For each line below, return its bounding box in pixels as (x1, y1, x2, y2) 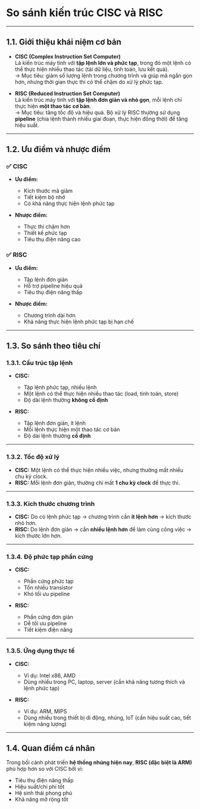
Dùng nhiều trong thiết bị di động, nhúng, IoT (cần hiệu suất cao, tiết (23, 714, 192, 721)
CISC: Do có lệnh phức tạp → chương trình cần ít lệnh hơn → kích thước (14, 513, 192, 520)
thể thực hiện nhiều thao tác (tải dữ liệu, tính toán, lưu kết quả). (14, 66, 170, 73)
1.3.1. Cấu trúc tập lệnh (6, 359, 73, 367)
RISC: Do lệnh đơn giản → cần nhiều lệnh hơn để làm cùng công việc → (14, 526, 192, 533)
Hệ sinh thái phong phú (14, 789, 73, 796)
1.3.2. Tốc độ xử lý (6, 453, 60, 461)
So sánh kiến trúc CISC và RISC (6, 6, 164, 20)
